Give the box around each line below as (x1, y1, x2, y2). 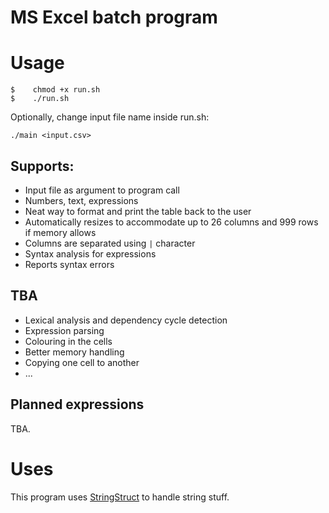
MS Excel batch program (10, 6, 218, 29)
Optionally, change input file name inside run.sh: (10, 111, 210, 123)
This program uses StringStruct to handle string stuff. (10, 491, 230, 503)
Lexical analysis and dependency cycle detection (24, 314, 228, 326)
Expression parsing (24, 324, 105, 336)
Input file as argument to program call (24, 184, 180, 196)
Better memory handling (24, 346, 125, 358)
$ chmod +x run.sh (10, 85, 101, 95)
